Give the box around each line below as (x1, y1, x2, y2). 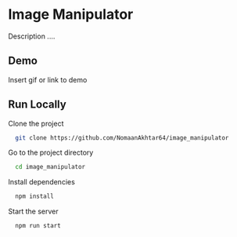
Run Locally (8, 98, 66, 111)
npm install (15, 192, 55, 201)
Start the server (8, 206, 59, 217)
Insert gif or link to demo (8, 75, 88, 84)
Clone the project (8, 118, 64, 128)
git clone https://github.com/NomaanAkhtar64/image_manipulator (15, 133, 229, 142)
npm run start (15, 222, 61, 230)
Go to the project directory (8, 148, 94, 158)
